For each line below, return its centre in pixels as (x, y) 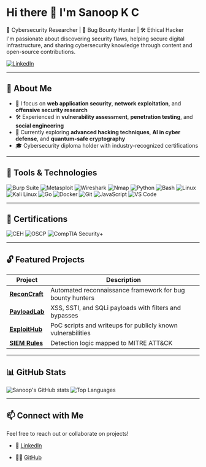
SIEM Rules (26, 343)
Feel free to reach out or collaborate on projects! (67, 433)
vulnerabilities (70, 333)
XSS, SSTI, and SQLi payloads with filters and (115, 308)
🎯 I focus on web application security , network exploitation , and (98, 103)
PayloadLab (27, 312)
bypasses (64, 316)
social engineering (40, 126)
